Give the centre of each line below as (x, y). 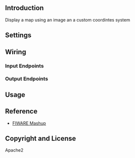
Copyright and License (40, 139)
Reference (21, 111)
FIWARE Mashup (29, 123)
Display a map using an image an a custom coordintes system (67, 20)
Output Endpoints (27, 79)
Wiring (16, 52)
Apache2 (14, 150)
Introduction (25, 8)
